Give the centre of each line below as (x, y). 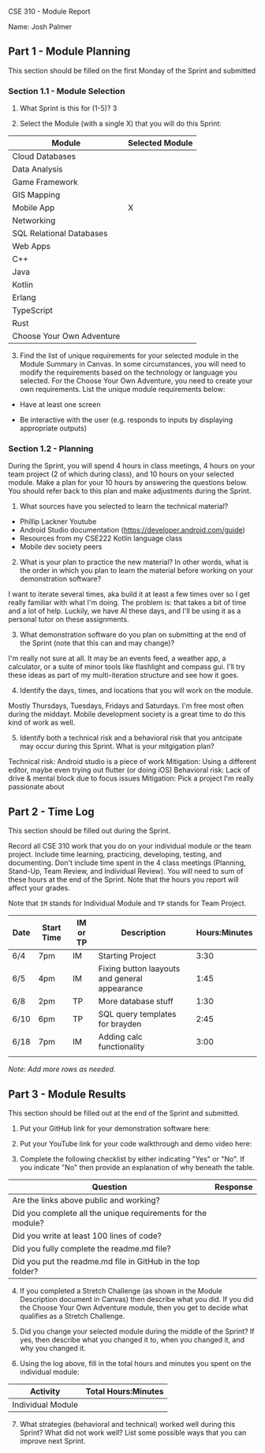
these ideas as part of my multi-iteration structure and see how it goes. (123, 676)
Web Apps (32, 247)
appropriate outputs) (53, 428)
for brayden (120, 1024)
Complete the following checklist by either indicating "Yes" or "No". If (132, 1159)
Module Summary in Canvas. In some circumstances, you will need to (132, 364)
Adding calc (121, 1037)
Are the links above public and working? (86, 1200)
